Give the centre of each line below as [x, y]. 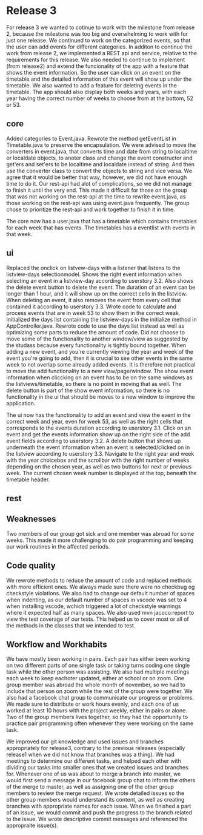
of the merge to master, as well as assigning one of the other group [90, 787]
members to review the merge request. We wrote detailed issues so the [95, 793]
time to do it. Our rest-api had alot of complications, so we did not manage [99, 183]
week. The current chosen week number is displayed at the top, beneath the [101, 473]
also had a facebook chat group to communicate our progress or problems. [100, 698]
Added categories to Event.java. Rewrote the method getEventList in [92, 138]
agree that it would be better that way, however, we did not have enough [97, 177]
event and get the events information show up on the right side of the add [98, 434]
